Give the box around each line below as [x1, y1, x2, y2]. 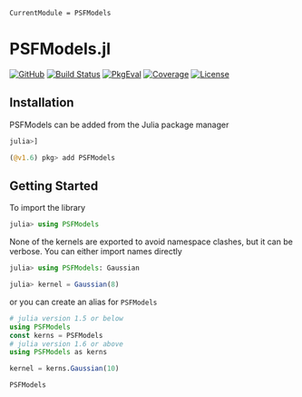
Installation [9, 95, 74, 111]
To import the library [9, 203, 86, 213]
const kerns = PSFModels [9, 331, 103, 340]
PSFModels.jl [9, 39, 112, 59]
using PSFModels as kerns [9, 348, 107, 357]
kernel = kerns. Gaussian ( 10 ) [9, 364, 120, 373]
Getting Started [9, 178, 99, 194]
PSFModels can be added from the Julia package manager [9, 119, 229, 130]
